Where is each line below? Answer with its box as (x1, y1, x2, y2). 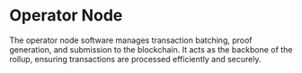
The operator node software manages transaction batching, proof (9, 35, 253, 45)
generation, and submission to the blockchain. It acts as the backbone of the (9, 44, 293, 54)
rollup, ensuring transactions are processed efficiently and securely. (9, 53, 262, 64)
